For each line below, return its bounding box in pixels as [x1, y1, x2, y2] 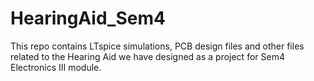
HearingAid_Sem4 [10, 7, 166, 30]
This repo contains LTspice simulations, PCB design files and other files [10, 40, 305, 52]
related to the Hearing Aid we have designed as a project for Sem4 [10, 50, 285, 62]
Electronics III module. [10, 61, 102, 73]
